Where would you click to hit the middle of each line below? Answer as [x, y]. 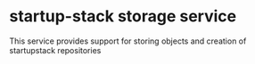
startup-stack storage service [123, 16]
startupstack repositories [55, 50]
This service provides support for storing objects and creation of [128, 41]
